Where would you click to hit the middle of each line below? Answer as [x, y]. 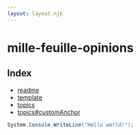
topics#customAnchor [49, 112]
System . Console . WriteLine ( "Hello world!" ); [71, 125]
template [30, 97]
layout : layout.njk [35, 13]
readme [28, 90]
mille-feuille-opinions [71, 47]
